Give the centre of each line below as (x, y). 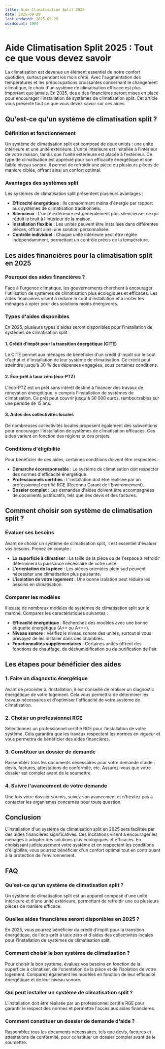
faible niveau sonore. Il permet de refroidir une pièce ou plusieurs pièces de (82, 165)
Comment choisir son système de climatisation (79, 511)
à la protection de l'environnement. (41, 855)
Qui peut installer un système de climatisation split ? (69, 992)
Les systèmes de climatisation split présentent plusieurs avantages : (74, 194)
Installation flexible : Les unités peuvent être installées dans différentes (85, 224)
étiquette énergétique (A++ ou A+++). (51, 628)
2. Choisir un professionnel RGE (44, 718)
